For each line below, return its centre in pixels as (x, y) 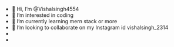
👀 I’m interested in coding (43, 15)
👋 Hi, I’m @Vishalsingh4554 (45, 9)
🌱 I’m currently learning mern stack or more (64, 21)
